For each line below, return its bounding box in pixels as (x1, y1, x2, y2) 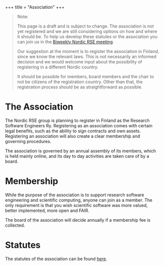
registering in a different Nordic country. (17, 64, 99, 70)
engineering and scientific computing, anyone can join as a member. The (5, 197, 153, 203)
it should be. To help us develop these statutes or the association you (17, 34, 158, 39)
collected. (5, 222, 26, 228)
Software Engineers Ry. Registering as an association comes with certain (5, 122, 153, 128)
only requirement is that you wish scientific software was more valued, (5, 202, 148, 208)
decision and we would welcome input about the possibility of (17, 59, 142, 64)
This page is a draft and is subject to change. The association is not (17, 23, 154, 29)
